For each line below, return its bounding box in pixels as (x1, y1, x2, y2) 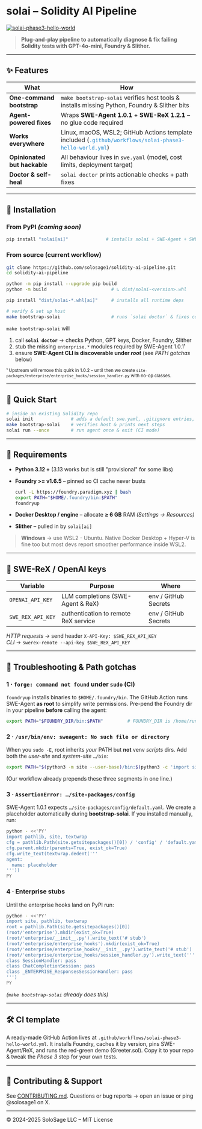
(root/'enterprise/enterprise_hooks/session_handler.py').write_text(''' (6, 952, 195, 958)
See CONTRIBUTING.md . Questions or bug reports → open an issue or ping (6, 1092, 194, 1099)
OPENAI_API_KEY (9, 597, 53, 603)
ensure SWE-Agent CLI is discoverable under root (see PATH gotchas (14, 349, 191, 356)
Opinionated (9, 153, 46, 161)
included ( (61, 136, 90, 144)
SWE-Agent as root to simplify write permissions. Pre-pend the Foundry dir (6, 700, 193, 707)
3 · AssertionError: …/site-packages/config (6, 790, 135, 798)
